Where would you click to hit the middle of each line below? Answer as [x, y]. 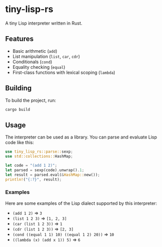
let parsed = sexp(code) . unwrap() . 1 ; [45, 170]
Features [19, 39]
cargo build [18, 109]
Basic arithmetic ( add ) [35, 51]
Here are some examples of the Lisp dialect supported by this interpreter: [81, 203]
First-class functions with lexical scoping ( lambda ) [64, 72]
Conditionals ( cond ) [32, 62]
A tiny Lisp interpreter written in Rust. [44, 23]
